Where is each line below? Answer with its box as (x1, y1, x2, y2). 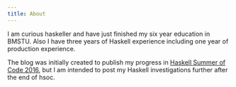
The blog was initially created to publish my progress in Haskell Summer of (7, 58, 225, 67)
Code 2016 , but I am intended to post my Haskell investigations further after (7, 65, 228, 74)
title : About (7, 10, 46, 18)
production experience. (7, 44, 76, 53)
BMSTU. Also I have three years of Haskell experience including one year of (7, 36, 229, 46)
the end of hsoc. (7, 73, 55, 81)
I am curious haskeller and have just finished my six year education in (7, 29, 210, 38)
